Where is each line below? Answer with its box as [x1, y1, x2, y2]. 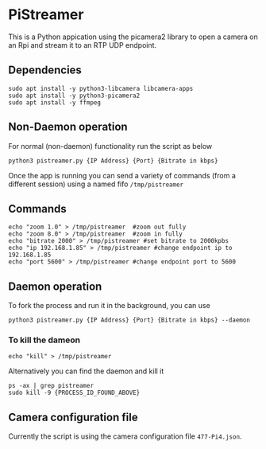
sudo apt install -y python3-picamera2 [8, 92, 141, 100]
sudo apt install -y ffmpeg [8, 98, 102, 107]
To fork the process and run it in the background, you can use [8, 301, 210, 310]
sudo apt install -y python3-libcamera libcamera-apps [8, 84, 194, 92]
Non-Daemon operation [8, 120, 129, 134]
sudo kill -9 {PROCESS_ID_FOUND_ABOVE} [8, 388, 141, 397]
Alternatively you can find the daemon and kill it [8, 366, 164, 376]
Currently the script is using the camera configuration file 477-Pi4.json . [8, 431, 242, 441]
